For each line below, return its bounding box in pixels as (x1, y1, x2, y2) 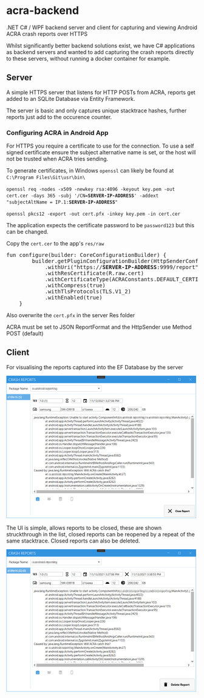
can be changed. (6, 228, 49, 236)
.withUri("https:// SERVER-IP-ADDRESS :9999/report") (44, 264, 202, 271)
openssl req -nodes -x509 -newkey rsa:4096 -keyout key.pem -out (6, 186, 175, 193)
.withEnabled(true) (44, 294, 103, 301)
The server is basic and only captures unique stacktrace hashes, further (6, 107, 187, 114)
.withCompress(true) (44, 282, 106, 289)
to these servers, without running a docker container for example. (6, 55, 171, 62)
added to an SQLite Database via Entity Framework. (6, 95, 135, 102)
